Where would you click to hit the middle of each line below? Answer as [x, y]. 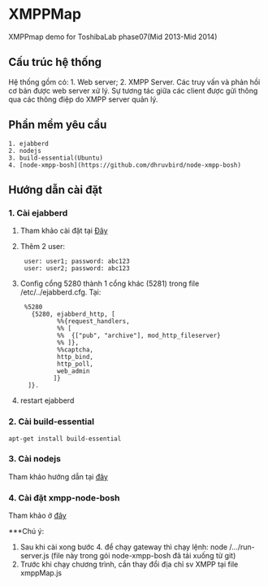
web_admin [73, 371]
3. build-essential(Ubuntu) [56, 158]
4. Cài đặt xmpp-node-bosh [64, 497]
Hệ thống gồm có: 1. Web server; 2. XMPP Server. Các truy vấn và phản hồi [134, 81]
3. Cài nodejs [35, 459]
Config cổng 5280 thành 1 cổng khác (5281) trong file [110, 284]
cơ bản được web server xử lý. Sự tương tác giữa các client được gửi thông [133, 90]
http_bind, [75, 357]
